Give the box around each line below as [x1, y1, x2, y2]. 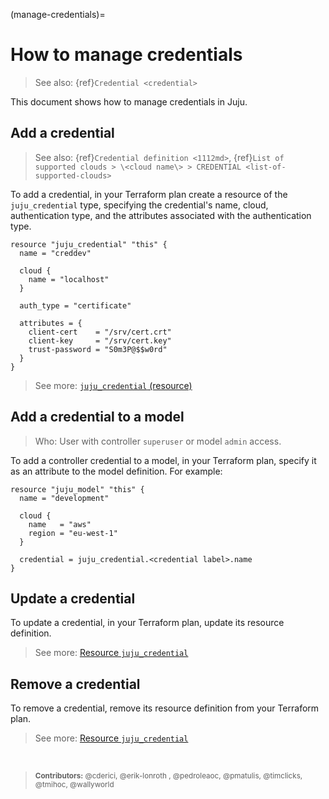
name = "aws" [28, 519, 92, 529]
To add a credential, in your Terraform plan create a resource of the [10, 188, 288, 200]
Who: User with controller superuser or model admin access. [34, 435, 282, 447]
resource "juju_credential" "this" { [10, 239, 168, 249]
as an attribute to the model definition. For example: [10, 465, 223, 477]
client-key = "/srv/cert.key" [28, 335, 172, 346]
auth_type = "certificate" [19, 300, 132, 311]
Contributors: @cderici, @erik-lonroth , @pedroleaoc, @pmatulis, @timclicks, [34, 771, 303, 781]
